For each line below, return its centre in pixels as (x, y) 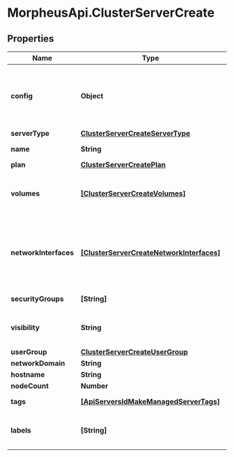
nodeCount (30, 386)
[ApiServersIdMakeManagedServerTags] (150, 402)
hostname (28, 374)
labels (21, 430)
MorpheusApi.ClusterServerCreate (111, 13)
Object (92, 96)
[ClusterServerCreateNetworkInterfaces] (150, 253)
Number (94, 386)
